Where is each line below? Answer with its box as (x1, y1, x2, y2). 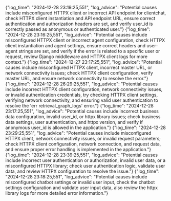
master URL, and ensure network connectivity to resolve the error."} (5, 76, 148, 81)
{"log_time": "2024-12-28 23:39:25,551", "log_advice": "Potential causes (5, 152, 158, 158)
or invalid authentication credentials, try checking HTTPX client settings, (5, 92, 158, 98)
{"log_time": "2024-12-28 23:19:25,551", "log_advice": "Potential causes (5, 5, 157, 10)
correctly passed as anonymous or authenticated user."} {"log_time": (5, 26, 151, 32)
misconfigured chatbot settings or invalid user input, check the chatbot (5, 179, 155, 185)
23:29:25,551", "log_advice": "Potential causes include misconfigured (5, 130, 152, 136)
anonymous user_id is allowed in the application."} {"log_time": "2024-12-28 (5, 124, 166, 131)
